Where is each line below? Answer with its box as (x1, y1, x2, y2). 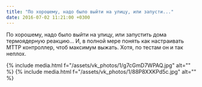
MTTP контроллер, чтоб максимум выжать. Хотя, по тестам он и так (6, 43, 184, 51)
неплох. (6, 50, 27, 57)
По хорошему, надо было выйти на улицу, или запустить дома (6, 31, 167, 38)
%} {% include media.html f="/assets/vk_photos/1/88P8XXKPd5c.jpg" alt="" (6, 68, 197, 75)
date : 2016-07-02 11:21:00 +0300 (6, 14, 90, 20)
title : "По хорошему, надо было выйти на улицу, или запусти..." (6, 8, 174, 15)
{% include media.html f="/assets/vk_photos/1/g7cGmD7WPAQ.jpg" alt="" (6, 61, 191, 69)
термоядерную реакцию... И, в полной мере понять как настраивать (6, 37, 185, 44)
